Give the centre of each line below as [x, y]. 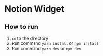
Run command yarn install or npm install [55, 43]
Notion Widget [34, 9]
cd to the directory [30, 38]
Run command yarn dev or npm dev [46, 49]
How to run [22, 27]
